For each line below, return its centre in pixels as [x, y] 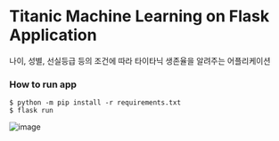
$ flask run [31, 111]
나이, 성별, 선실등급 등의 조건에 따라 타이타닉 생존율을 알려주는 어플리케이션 [140, 60]
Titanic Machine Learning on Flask [139, 16]
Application [53, 35]
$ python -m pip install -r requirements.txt [95, 103]
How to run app [43, 84]
